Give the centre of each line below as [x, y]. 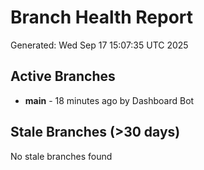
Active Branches [63, 76]
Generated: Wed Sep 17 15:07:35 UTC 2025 [99, 45]
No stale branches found [61, 156]
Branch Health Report [102, 17]
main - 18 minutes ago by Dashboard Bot [109, 100]
